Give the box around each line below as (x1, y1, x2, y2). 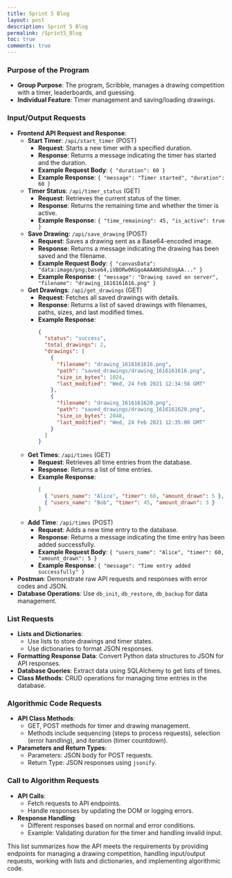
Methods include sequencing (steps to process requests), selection (27, 729, 220, 737)
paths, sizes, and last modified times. (37, 308, 144, 316)
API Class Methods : (17, 714, 75, 723)
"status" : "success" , (44, 335, 107, 342)
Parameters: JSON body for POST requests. (27, 751, 154, 759)
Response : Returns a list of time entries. (37, 465, 153, 474)
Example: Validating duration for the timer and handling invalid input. (27, 828, 223, 836)
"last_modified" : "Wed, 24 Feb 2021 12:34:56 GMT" (56, 380, 206, 387)
